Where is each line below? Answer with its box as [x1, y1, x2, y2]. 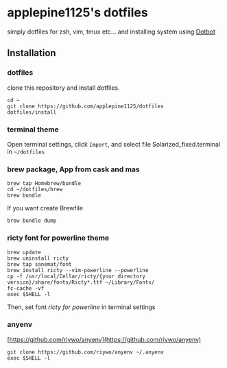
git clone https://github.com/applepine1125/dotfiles [7, 103, 165, 110]
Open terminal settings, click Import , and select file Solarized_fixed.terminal [7, 140, 221, 148]
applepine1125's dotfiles [7, 5, 149, 21]
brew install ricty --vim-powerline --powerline [7, 267, 149, 273]
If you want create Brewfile [7, 204, 84, 212]
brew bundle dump [7, 217, 57, 224]
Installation [7, 47, 56, 59]
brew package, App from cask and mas [7, 164, 140, 174]
